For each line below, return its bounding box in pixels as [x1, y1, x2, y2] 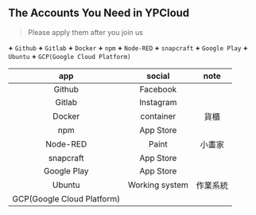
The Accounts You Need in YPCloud [8, 6, 190, 20]
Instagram [138, 96, 177, 107]
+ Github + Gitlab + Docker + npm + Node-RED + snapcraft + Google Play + [8, 43, 249, 53]
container [140, 111, 176, 122]
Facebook [139, 84, 177, 95]
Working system [127, 179, 189, 190]
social [146, 70, 170, 81]
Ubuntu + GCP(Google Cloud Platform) [8, 51, 131, 61]
